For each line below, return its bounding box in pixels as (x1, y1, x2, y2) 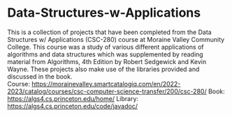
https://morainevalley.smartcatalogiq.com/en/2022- (31, 79, 181, 88)
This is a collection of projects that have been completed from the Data (7, 28, 212, 36)
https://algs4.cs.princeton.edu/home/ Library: (7, 94, 138, 102)
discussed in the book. (7, 72, 73, 81)
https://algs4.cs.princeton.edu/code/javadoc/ (7, 102, 138, 110)
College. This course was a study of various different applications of (7, 42, 204, 51)
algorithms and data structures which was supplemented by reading (7, 50, 204, 58)
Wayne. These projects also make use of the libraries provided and (7, 65, 200, 73)
